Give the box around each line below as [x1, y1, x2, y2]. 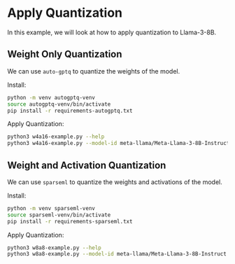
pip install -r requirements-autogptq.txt [7, 107, 133, 114]
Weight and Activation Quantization [7, 159, 166, 171]
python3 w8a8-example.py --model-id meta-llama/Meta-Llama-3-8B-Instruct [7, 251, 227, 258]
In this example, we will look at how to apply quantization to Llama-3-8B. [7, 28, 217, 36]
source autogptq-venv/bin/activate [7, 100, 111, 108]
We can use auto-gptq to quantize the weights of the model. [7, 67, 180, 75]
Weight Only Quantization [7, 48, 122, 60]
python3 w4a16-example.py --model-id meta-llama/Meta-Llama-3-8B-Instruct [7, 140, 230, 147]
